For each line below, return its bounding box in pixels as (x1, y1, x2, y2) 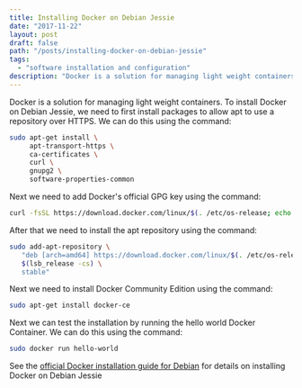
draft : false (9, 38, 58, 48)
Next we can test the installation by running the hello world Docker (9, 317, 256, 329)
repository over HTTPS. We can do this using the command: (9, 115, 232, 126)
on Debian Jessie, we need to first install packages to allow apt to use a (9, 105, 275, 117)
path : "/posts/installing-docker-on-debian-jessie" (9, 47, 207, 56)
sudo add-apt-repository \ (9, 242, 111, 251)
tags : (9, 55, 30, 64)
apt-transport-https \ (29, 141, 115, 150)
